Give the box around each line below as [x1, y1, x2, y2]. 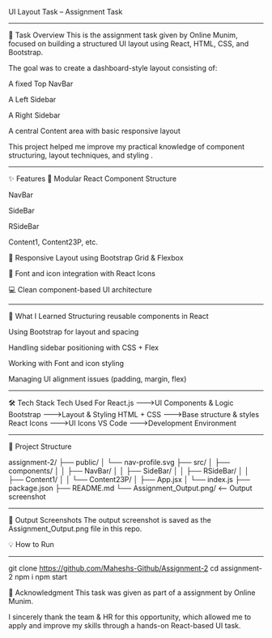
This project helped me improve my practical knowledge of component [8, 142, 245, 151]
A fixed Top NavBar [8, 79, 74, 88]
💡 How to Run [8, 540, 55, 549]
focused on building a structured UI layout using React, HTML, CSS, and [8, 39, 249, 48]
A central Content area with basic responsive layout [8, 126, 181, 136]
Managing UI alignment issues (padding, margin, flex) [8, 374, 187, 384]
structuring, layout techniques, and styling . [8, 150, 154, 160]
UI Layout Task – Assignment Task [8, 7, 123, 16]
